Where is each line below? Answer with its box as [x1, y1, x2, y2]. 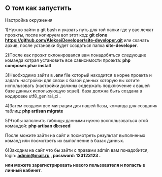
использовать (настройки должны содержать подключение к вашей [5, 83, 150, 88]
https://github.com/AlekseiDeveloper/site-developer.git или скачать [5, 37, 149, 43]
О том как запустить [5, 4, 72, 12]
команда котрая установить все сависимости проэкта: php [5, 57, 131, 63]
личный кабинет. [5, 167, 42, 173]
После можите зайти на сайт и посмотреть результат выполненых [5, 132, 146, 138]
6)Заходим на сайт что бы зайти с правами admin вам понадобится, [5, 147, 149, 153]
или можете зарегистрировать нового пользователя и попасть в [5, 162, 145, 168]
